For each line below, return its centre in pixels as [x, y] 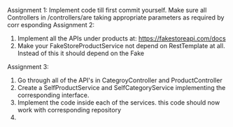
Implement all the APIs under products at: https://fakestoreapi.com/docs [121, 38]
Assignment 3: [28, 67]
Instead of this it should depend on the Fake [81, 53]
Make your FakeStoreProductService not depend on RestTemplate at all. [121, 46]
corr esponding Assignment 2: [51, 25]
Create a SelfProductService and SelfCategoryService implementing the [121, 88]
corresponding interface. [53, 95]
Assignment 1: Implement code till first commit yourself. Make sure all [107, 10]
